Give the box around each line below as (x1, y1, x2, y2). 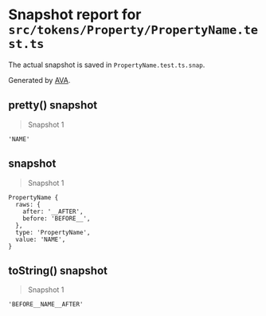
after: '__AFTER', (22, 207, 84, 215)
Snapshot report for (8, 6, 142, 24)
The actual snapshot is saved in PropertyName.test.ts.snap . (8, 60, 205, 69)
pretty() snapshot (8, 98, 98, 113)
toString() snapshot (8, 263, 108, 277)
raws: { (15, 200, 41, 208)
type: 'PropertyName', (15, 228, 91, 236)
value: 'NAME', (15, 235, 66, 243)
